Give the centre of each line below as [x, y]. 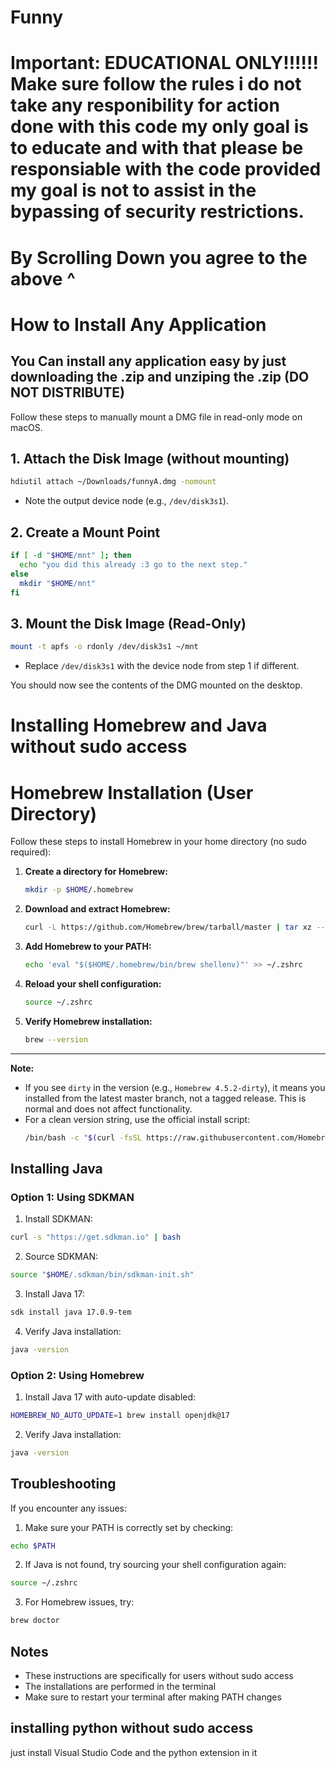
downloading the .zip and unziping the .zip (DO [160, 377]
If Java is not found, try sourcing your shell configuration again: [155, 1565]
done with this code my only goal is [160, 127]
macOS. [26, 427]
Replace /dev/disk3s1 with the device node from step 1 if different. [162, 666]
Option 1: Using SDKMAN [72, 1197]
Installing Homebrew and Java [139, 725]
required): [31, 852]
